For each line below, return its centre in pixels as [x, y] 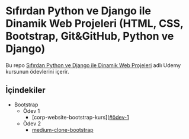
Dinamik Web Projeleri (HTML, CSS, [94, 23]
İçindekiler [25, 90]
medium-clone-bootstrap [63, 129]
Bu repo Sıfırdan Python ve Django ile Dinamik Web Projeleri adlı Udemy [93, 65]
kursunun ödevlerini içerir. [37, 71]
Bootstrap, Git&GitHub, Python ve [90, 36]
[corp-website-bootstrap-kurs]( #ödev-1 [80, 117]
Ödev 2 [32, 124]
